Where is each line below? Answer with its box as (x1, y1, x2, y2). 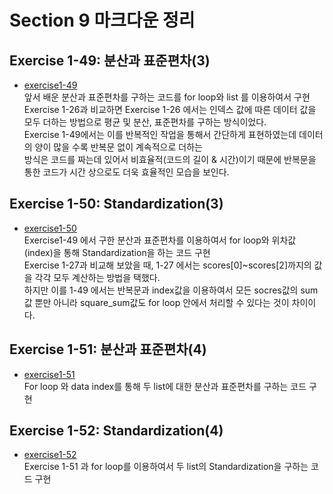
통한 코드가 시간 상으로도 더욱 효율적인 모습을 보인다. (23, 166, 230, 178)
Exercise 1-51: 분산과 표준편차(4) (9, 341, 207, 358)
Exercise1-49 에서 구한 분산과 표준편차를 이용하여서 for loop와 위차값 (23, 234, 297, 246)
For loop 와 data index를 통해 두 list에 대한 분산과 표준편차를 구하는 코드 (23, 380, 307, 392)
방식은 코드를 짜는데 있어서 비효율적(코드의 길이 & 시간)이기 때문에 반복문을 (23, 154, 317, 165)
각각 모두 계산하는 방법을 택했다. (34, 271, 161, 283)
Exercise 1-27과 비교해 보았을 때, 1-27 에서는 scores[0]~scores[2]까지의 (23, 259, 312, 271)
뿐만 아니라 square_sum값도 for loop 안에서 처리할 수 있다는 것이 (34, 296, 290, 308)
